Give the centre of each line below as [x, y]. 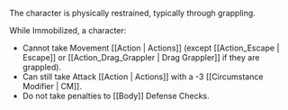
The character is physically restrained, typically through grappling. [133, 13]
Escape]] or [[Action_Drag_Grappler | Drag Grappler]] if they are [141, 57]
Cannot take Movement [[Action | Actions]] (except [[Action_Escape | [151, 48]
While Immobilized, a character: [68, 30]
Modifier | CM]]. [52, 86]
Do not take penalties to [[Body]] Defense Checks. [116, 96]
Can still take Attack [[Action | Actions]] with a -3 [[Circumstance [143, 77]
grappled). [41, 67]
